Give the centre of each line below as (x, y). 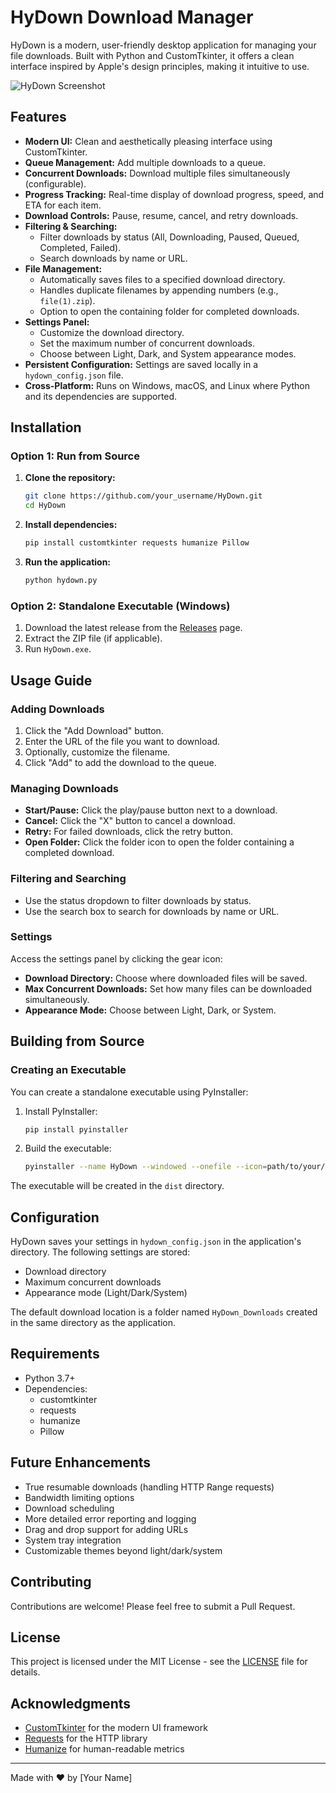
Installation (46, 427)
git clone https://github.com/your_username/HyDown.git (143, 496)
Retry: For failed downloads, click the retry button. (129, 832)
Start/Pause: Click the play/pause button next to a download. (151, 810)
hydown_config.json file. (74, 375)
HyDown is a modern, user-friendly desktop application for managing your (163, 45)
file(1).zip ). (67, 300)
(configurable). (55, 183)
